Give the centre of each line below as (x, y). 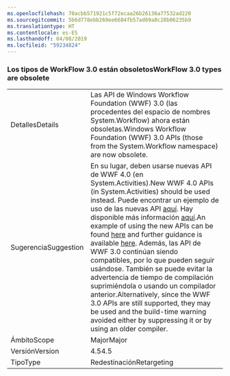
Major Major (109, 340)
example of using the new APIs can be (152, 226)
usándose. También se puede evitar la (151, 269)
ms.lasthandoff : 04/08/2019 (47, 39)
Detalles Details (35, 125)
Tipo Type (26, 362)
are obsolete (28, 78)
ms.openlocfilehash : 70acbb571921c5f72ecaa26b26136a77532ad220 (99, 13)
